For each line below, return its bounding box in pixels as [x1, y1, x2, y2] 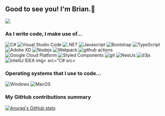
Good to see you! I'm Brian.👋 [5, 5, 96, 13]
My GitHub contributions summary [5, 94, 91, 101]
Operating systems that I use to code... [5, 70, 101, 77]
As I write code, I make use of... [5, 30, 83, 37]
